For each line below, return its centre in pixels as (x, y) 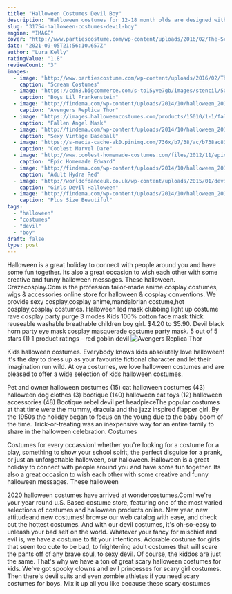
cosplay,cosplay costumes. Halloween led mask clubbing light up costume (113, 309)
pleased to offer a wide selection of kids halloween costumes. (95, 374)
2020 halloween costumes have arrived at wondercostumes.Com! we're (109, 495)
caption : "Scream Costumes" (60, 84)
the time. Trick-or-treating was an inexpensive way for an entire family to (110, 424)
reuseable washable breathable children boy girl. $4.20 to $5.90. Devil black (116, 324)
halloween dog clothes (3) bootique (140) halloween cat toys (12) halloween (115, 395)
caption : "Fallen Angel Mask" (63, 123)
